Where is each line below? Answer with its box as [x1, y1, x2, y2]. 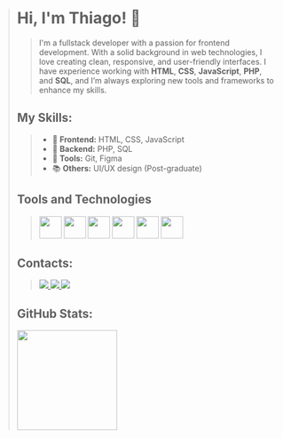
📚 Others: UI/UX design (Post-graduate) [51, 163, 203, 173]
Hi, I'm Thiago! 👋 [16, 8, 141, 28]
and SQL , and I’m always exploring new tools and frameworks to [38, 75, 274, 85]
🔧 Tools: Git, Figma [51, 153, 122, 164]
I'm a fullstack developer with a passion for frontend [38, 37, 230, 48]
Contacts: [16, 255, 73, 270]
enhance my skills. [38, 84, 107, 95]
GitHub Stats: [16, 306, 94, 321]
